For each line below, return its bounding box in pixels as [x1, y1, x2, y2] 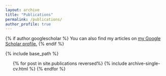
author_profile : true [5, 21, 51, 27]
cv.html [12, 66, 28, 72]
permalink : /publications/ [5, 17, 62, 22]
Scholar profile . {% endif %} [5, 41, 64, 47]
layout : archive [5, 7, 40, 13]
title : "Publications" [5, 12, 53, 17]
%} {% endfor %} [29, 66, 66, 72]
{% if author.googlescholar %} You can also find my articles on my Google [5, 35, 161, 42]
